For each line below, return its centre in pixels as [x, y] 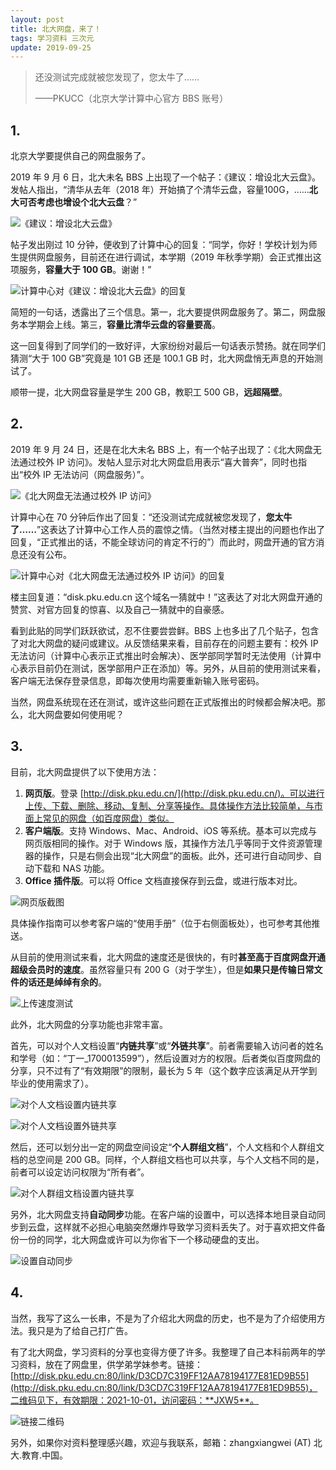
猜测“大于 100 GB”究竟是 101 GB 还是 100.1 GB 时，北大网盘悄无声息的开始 [162, 358]
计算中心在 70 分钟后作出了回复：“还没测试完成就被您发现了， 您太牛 [151, 517]
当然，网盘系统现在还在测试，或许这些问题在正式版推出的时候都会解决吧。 [163, 702]
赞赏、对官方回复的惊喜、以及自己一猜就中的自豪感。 [120, 609]
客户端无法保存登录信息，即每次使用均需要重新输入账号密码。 [137, 680]
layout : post [37, 19]
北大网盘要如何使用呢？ [76, 714]
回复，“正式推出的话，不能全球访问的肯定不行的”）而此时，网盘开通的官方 [163, 542]
